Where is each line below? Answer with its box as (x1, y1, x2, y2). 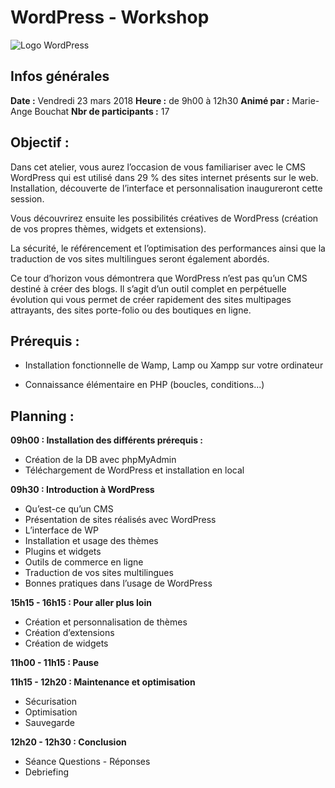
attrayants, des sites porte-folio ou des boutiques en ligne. (10, 304, 252, 316)
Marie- (291, 94, 320, 106)
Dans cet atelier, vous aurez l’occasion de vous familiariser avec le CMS (10, 161, 306, 173)
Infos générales (10, 68, 110, 85)
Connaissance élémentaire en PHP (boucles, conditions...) (24, 379, 265, 391)
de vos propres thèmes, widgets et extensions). (10, 222, 207, 235)
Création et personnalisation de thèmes (24, 616, 188, 628)
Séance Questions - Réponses (24, 756, 151, 768)
